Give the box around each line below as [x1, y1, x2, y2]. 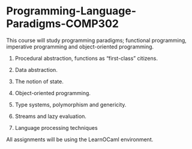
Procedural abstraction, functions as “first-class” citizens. [14, 54, 158, 62]
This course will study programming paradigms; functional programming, [6, 37, 187, 44]
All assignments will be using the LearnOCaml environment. [6, 136, 154, 143]
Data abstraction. [14, 66, 58, 73]
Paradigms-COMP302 [6, 17, 119, 31]
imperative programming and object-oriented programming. [6, 43, 154, 50]
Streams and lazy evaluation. [14, 112, 87, 120]
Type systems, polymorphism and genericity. [14, 101, 127, 108]
